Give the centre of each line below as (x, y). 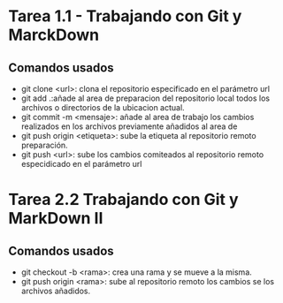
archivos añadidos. (56, 291)
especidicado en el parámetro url (81, 164)
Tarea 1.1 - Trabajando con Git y (125, 16)
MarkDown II (56, 219)
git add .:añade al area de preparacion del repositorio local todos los (145, 98)
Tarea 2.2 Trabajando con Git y (124, 200)
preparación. (44, 145)
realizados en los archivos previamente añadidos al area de (129, 126)
